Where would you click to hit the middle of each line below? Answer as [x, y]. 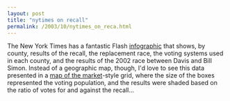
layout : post [26, 13]
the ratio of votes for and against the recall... [71, 90]
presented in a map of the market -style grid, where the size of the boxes [111, 75]
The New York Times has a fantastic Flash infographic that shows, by [106, 46]
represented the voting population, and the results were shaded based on [112, 83]
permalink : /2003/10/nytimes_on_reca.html [69, 26]
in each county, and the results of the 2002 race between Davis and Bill [109, 61]
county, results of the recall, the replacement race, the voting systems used [115, 53]
